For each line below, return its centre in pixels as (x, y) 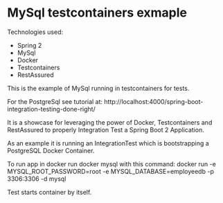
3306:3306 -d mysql (37, 179)
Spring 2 (29, 45)
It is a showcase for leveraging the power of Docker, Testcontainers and (110, 122)
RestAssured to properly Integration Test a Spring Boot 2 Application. (106, 130)
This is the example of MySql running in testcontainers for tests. (98, 88)
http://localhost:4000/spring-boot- (153, 101)
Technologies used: (35, 32)
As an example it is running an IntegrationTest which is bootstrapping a (108, 143)
